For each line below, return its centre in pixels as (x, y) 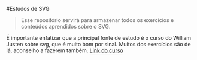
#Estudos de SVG (28, 9)
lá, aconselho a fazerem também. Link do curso (65, 50)
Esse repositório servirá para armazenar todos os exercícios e (97, 20)
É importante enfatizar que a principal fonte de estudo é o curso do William (99, 38)
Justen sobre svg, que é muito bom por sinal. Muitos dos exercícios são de (99, 44)
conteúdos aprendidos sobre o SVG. (66, 26)
